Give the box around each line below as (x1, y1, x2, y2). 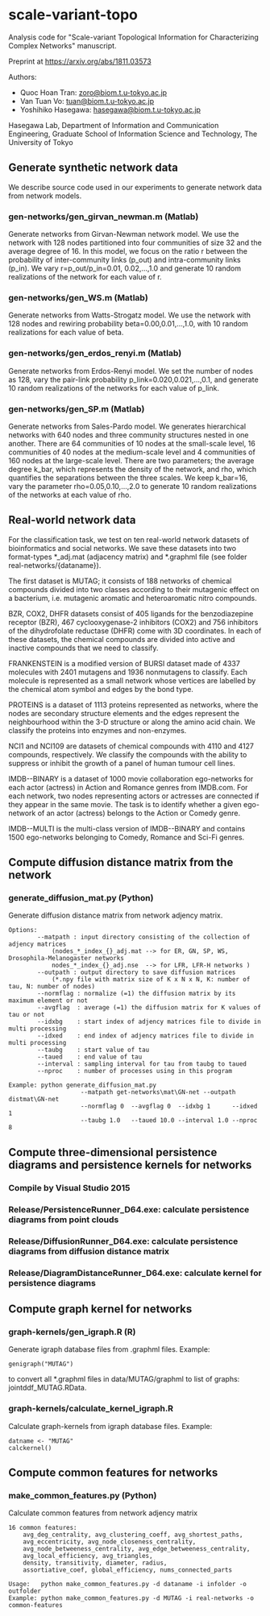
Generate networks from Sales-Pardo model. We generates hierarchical (8, 421, 247, 431)
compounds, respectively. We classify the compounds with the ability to (8, 749, 247, 759)
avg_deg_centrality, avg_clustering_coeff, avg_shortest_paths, (23, 1531, 243, 1539)
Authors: (8, 72, 37, 81)
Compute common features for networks (8, 1465, 218, 1479)
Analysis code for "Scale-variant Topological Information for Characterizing (8, 32, 260, 42)
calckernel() (8, 1444, 52, 1452)
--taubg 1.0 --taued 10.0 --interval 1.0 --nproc (80, 1117, 258, 1125)
